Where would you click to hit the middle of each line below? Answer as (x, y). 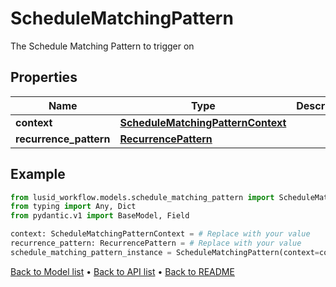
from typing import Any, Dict (73, 207)
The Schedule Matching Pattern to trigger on (102, 46)
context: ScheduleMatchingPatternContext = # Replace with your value (160, 234)
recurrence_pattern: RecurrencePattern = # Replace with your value (156, 243)
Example (38, 174)
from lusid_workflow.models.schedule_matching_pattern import (142, 197)
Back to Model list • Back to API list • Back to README (122, 271)
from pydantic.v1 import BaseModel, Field (100, 216)
